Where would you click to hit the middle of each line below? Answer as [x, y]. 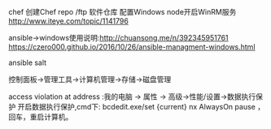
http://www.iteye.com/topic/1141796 [68, 21]
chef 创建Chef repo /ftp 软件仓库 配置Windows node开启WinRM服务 [122, 12]
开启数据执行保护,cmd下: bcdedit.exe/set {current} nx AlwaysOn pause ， [141, 107]
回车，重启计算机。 [41, 117]
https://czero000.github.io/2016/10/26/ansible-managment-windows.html [132, 47]
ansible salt [28, 62]
